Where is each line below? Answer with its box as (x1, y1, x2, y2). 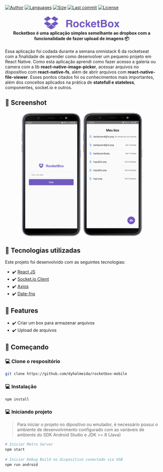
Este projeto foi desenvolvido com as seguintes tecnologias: (5, 259, 126, 265)
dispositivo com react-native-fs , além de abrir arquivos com (5, 69, 127, 75)
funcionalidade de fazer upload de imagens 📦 (34, 36, 130, 41)
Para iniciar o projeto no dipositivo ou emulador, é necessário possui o (17, 421, 158, 427)
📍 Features (5, 307, 38, 315)
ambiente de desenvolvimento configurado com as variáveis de (17, 426, 145, 433)
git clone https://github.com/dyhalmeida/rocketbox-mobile (5, 371, 127, 377)
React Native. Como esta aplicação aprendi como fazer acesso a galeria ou (5, 59, 156, 65)
